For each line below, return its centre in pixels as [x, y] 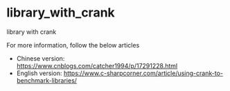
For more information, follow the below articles [73, 45]
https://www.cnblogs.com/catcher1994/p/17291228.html [97, 65]
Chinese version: [41, 58]
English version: [39, 73]
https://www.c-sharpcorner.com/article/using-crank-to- [143, 73]
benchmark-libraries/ [47, 80]
